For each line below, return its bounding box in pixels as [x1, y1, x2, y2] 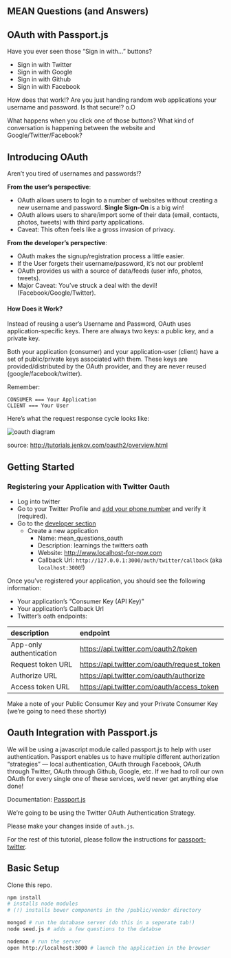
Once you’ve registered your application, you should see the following [7, 576, 206, 585]
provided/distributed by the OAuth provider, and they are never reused [7, 362, 207, 371]
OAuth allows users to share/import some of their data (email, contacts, [16, 211, 220, 219]
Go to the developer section [16, 519, 96, 528]
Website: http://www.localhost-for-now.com [37, 548, 162, 556]
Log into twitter [16, 497, 60, 506]
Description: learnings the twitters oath [37, 541, 148, 550]
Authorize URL [10, 671, 58, 680]
